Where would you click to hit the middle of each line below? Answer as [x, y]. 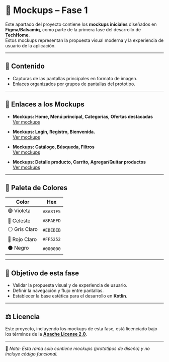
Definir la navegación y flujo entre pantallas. [58, 291]
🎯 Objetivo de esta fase [42, 273]
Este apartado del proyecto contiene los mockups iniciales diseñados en [81, 24]
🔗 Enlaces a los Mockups [45, 105]
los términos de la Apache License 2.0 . [46, 334]
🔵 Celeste [19, 221]
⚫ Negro [18, 248]
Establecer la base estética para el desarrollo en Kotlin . [70, 296]
